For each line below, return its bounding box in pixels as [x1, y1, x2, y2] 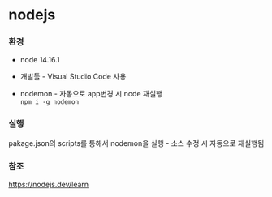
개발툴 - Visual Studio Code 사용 [19, 71, 127, 82]
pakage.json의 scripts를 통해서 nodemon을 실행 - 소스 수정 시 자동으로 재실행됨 [8, 138, 265, 148]
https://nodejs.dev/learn [8, 180, 89, 190]
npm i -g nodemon [19, 98, 80, 106]
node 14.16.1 [19, 55, 60, 65]
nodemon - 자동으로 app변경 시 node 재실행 [19, 89, 163, 99]
